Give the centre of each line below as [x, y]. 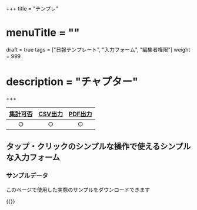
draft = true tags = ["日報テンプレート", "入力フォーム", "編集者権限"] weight [98, 49]
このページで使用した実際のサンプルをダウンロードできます [78, 189]
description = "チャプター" [72, 82]
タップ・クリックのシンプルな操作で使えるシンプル [98, 146]
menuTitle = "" [43, 33]
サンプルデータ [27, 176]
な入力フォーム [33, 157]
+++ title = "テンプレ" [32, 9]
